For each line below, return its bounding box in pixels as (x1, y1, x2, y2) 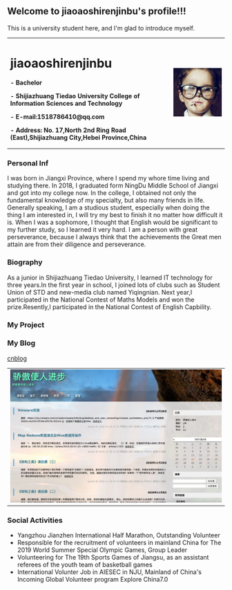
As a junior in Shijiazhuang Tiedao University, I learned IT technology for (7, 273, 213, 282)
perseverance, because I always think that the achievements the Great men (7, 233, 222, 241)
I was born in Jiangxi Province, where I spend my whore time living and (7, 174, 210, 183)
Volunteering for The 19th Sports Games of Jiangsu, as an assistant (17, 553, 209, 561)
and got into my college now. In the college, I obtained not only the (7, 189, 197, 197)
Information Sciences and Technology (10, 99, 123, 107)
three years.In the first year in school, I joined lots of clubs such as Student (7, 280, 220, 289)
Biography (7, 257, 43, 267)
